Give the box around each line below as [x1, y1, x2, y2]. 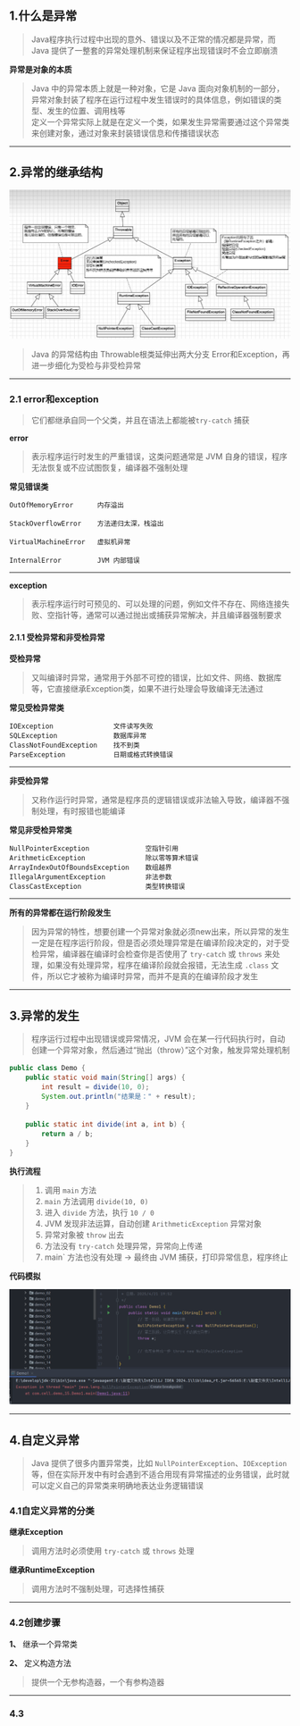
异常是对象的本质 [9, 63, 72, 74]
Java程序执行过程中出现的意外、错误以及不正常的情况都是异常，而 [30, 34, 277, 45]
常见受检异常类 [9, 702, 64, 713]
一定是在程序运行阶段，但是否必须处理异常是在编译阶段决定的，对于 [30, 937, 282, 949]
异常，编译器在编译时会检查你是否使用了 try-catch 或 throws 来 [38, 949, 272, 959]
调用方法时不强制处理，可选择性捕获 [30, 1584, 165, 1595]
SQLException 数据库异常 [9, 732, 147, 741]
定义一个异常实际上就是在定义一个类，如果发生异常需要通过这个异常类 [30, 116, 290, 127]
